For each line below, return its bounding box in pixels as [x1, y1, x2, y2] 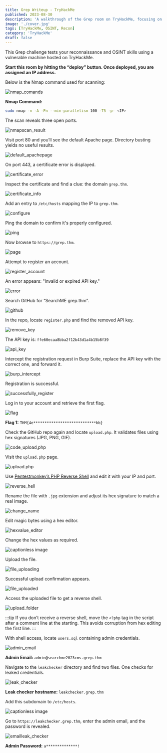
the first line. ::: [5, 625, 36, 631]
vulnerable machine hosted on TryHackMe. [5, 54, 94, 60]
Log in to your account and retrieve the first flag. [5, 400, 105, 406]
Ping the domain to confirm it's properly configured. [5, 220, 112, 226]
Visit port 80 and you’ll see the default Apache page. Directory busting [5, 136, 151, 143]
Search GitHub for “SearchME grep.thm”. [5, 297, 89, 303]
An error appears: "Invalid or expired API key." [5, 278, 100, 284]
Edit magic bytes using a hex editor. [5, 517, 78, 523]
